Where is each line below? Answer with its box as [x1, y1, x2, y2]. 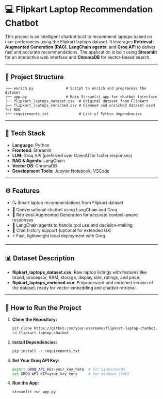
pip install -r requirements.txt [12, 348, 80, 353]
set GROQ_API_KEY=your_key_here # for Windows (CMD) [12, 371, 130, 376]
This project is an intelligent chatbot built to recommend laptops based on [5, 34, 153, 39]
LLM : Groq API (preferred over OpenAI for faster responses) [12, 152, 132, 158]
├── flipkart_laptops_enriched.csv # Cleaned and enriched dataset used [5, 103, 155, 108]
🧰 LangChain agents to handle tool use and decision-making [12, 222, 133, 228]
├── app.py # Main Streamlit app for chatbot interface [5, 94, 158, 99]
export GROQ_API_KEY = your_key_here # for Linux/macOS [12, 367, 126, 372]
